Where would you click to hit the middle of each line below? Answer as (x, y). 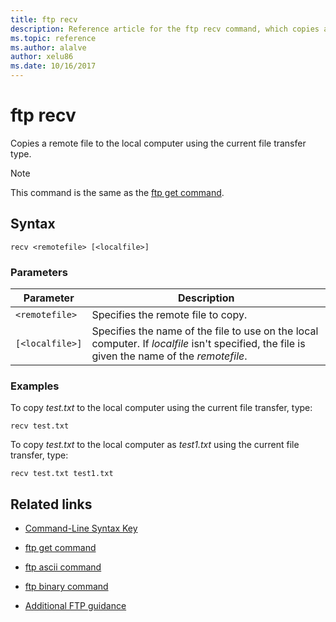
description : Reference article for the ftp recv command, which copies (165, 29)
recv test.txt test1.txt (62, 474)
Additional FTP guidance (75, 606)
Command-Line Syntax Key (81, 528)
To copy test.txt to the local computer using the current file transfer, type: (161, 408)
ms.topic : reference (53, 38)
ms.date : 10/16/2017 (53, 66)
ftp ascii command (63, 567)
